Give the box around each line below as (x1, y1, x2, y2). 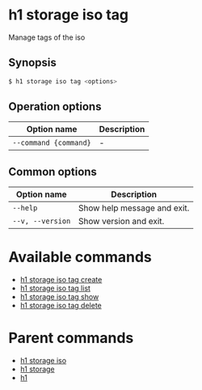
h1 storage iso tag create (19, 275, 103, 285)
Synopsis (8, 56, 57, 70)
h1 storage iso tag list (19, 283, 91, 293)
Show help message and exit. (78, 202, 190, 214)
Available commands (8, 248, 152, 266)
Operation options (8, 100, 102, 114)
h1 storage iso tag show (19, 292, 99, 302)
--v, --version (12, 217, 71, 226)
